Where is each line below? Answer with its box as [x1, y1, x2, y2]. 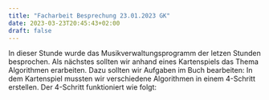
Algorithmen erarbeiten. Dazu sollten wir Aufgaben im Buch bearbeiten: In [8, 66, 253, 75]
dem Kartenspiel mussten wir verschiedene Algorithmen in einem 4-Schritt [8, 74, 255, 84]
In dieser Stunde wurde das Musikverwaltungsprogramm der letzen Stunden [8, 49, 261, 58]
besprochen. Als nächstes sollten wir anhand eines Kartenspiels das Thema [8, 57, 259, 66]
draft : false [8, 26, 52, 34]
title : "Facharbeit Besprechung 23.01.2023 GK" [8, 11, 171, 20]
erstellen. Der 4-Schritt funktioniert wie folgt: [8, 82, 157, 92]
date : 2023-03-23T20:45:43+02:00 [8, 19, 120, 27]
